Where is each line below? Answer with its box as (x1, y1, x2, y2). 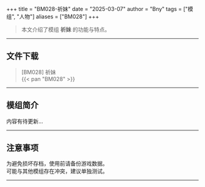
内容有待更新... (6, 118, 44, 125)
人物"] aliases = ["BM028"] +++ (19, 13, 99, 20)
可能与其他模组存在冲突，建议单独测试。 (6, 168, 108, 175)
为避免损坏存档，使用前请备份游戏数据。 (6, 160, 108, 168)
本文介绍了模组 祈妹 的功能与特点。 (21, 26, 110, 33)
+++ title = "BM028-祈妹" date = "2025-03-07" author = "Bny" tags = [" (6, 5, 188, 12)
